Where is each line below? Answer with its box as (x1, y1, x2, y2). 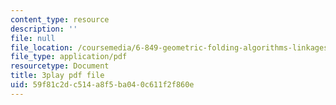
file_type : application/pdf (10, 52, 128, 62)
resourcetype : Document (10, 61, 110, 71)
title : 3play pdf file (10, 71, 105, 81)
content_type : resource (10, 14, 110, 25)
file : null (10, 33, 56, 43)
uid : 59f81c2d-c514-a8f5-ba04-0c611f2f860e (10, 80, 195, 90)
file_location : (10, 42, 74, 53)
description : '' (10, 24, 78, 34)
